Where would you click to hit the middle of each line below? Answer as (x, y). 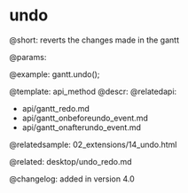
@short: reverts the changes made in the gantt (94, 40)
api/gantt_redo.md (56, 108)
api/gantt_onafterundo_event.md (82, 127)
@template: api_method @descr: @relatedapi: (93, 91)
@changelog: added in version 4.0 (72, 179)
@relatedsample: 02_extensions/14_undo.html (93, 144)
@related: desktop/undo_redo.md (70, 161)
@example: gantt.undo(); (55, 74)
